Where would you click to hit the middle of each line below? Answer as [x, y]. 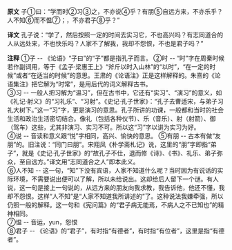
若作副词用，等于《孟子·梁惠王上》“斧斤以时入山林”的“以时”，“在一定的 [108, 67]
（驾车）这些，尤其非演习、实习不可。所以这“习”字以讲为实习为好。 [104, 127]
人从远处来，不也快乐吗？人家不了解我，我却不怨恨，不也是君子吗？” [105, 44]
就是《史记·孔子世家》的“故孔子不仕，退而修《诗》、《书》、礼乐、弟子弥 [122, 153]
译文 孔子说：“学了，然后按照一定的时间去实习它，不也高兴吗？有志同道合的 [115, 35]
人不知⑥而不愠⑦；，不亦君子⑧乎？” [64, 20]
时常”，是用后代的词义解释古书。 [105, 84]
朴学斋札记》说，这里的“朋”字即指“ [161, 144]
